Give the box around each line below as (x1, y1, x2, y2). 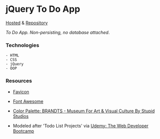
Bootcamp (12, 128, 34, 134)
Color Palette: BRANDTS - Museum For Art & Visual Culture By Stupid (12, 108, 155, 114)
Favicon (12, 89, 29, 94)
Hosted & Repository (5, 20, 48, 26)
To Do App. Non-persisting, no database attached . (5, 29, 110, 35)
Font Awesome (12, 98, 44, 104)
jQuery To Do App (5, 3, 80, 15)
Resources (5, 78, 32, 85)
